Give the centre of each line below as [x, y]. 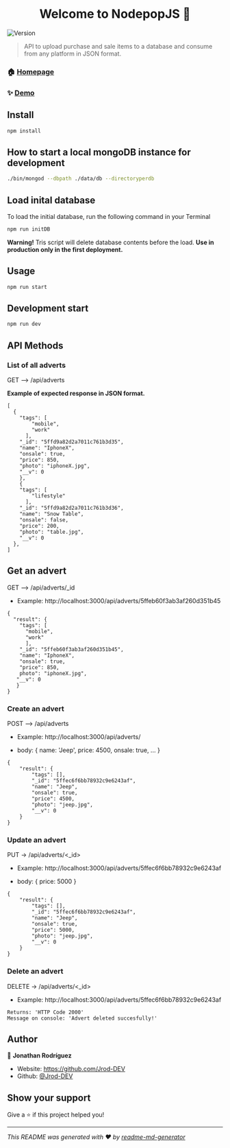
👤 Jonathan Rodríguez [39, 1055]
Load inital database [51, 200]
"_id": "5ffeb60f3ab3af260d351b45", [72, 649]
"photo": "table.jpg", [52, 532]
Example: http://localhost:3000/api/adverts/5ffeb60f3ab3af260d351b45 [119, 600]
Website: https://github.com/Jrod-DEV [71, 1069]
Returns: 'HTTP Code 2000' [46, 1012]
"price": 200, [39, 526]
